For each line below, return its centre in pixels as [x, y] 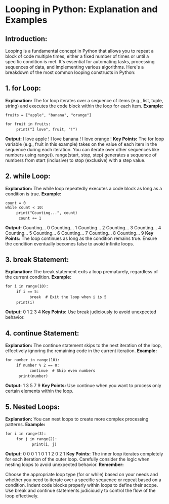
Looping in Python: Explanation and [81, 9]
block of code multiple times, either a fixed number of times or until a [77, 56]
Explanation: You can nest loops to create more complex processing [77, 419]
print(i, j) [44, 445]
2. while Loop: [28, 176]
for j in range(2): [36, 439]
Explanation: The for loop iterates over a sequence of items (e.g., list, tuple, [84, 100]
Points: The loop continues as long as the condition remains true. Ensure [81, 238]
